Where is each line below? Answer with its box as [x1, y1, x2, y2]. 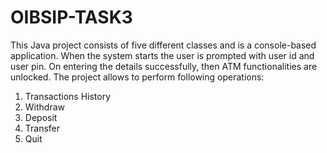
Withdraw [24, 101, 66, 113]
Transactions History [24, 90, 112, 102]
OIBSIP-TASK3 [10, 6, 133, 29]
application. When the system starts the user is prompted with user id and [10, 49, 315, 61]
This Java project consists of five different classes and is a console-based [10, 39, 317, 51]
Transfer [24, 122, 61, 134]
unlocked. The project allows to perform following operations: [10, 71, 265, 83]
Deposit [24, 111, 58, 123]
